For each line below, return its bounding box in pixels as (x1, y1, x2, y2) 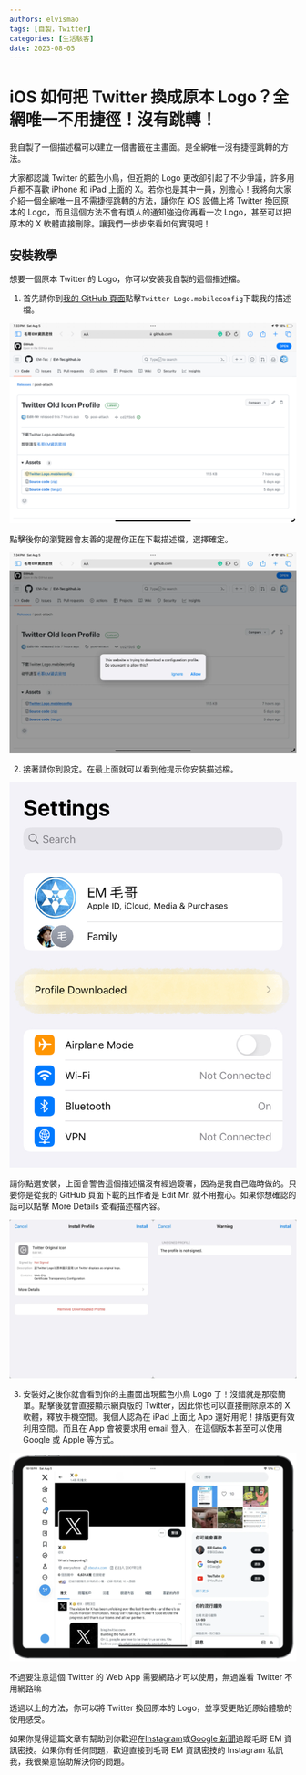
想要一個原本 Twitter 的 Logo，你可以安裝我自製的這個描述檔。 (9, 274, 245, 284)
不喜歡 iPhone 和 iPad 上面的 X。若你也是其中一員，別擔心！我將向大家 (25, 184, 292, 195)
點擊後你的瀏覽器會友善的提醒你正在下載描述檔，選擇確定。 (9, 534, 233, 545)
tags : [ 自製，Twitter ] (9, 24, 92, 34)
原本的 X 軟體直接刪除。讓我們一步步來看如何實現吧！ (9, 218, 211, 229)
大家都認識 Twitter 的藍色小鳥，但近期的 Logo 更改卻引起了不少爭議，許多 (9, 173, 287, 184)
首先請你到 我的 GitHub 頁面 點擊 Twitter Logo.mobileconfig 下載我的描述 (22, 293, 291, 303)
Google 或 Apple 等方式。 (22, 1434, 119, 1444)
